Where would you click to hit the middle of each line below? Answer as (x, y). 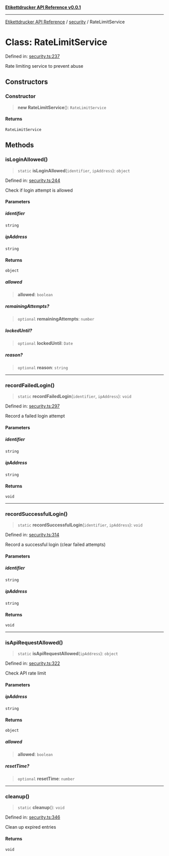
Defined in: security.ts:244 (33, 180)
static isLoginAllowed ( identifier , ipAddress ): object (74, 170)
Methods (20, 145)
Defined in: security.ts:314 (32, 535)
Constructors (27, 82)
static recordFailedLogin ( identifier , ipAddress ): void (74, 396)
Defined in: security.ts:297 (32, 406)
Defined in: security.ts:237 (33, 56)
